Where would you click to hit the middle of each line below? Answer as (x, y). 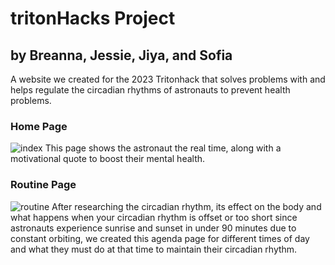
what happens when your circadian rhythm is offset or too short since (154, 217)
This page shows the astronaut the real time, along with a (163, 148)
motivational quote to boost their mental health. (108, 159)
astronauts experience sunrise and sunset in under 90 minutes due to (153, 228)
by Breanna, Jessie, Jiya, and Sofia (121, 55)
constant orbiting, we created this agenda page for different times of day (160, 238)
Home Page (39, 126)
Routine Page (43, 185)
